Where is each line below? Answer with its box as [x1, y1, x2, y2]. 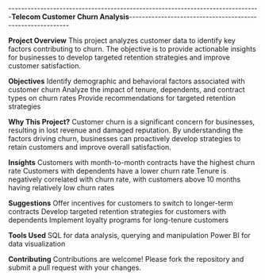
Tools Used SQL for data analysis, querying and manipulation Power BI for [8, 231, 252, 240]
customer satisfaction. [8, 61, 82, 71]
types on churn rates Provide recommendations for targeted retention [8, 94, 236, 102]
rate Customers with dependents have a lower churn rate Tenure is [8, 167, 227, 175]
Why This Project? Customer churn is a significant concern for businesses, [8, 117, 255, 126]
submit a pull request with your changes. [8, 263, 141, 272]
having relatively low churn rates [8, 183, 115, 192]
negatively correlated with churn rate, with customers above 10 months [8, 175, 240, 184]
